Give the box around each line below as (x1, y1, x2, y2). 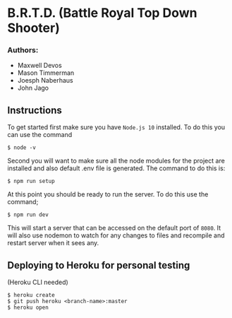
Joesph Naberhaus (17, 76, 73, 85)
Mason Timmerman (17, 69, 75, 77)
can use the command (7, 131, 73, 139)
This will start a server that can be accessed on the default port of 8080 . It (7, 224, 221, 232)
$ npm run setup (7, 178, 55, 185)
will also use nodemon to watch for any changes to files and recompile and (7, 231, 225, 240)
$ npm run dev (7, 211, 49, 218)
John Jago (17, 83, 49, 93)
